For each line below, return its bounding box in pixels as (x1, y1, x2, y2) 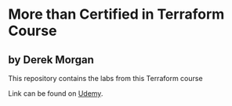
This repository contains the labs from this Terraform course (8, 74, 203, 83)
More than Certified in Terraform (8, 5, 225, 23)
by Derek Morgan (8, 53, 94, 66)
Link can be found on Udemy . (8, 89, 103, 98)
